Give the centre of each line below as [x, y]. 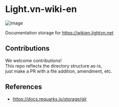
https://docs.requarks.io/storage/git [49, 99]
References [24, 87]
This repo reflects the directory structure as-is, [54, 65]
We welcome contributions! [33, 60]
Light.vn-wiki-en [41, 9]
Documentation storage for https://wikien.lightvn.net [59, 32]
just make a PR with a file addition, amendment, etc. [59, 71]
